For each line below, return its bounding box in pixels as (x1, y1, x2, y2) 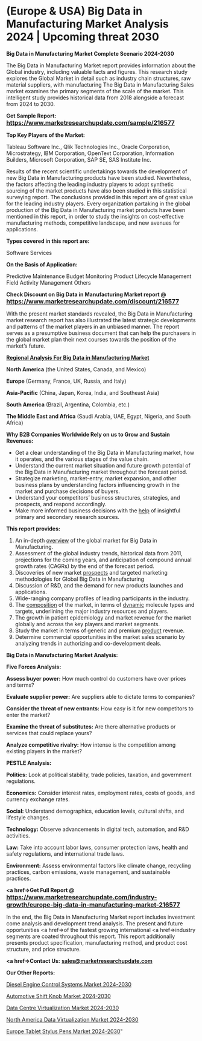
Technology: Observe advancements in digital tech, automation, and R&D (6, 825, 189, 833)
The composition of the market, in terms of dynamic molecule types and (14, 601, 195, 608)
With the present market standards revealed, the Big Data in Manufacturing (6, 310, 193, 317)
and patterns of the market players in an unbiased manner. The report (6, 323, 180, 330)
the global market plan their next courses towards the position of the (6, 335, 177, 343)
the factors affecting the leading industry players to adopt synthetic (6, 180, 174, 188)
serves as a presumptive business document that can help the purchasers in (6, 329, 196, 337)
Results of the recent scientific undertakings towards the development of (6, 168, 188, 175)
